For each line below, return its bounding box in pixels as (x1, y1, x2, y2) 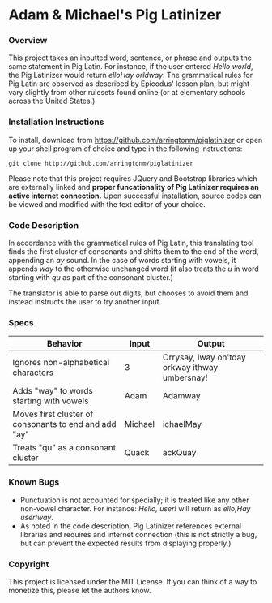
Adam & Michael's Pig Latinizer (8, 6, 222, 24)
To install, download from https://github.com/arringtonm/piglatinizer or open (8, 135, 263, 144)
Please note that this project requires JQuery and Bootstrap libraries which (8, 173, 257, 183)
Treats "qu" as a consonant (12, 442, 117, 454)
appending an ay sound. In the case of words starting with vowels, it (8, 256, 236, 265)
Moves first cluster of (12, 408, 94, 420)
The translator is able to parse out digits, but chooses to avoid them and (8, 288, 249, 298)
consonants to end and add (12, 419, 117, 430)
